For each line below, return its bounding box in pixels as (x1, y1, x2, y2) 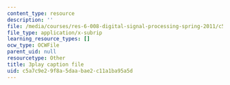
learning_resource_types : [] (7, 36, 90, 42)
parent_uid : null (7, 49, 57, 56)
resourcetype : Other (7, 55, 66, 62)
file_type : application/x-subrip (7, 29, 103, 36)
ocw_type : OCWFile (7, 42, 60, 49)
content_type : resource (7, 10, 75, 17)
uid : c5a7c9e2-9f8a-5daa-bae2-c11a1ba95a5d (7, 67, 133, 74)
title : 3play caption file (7, 61, 84, 68)
